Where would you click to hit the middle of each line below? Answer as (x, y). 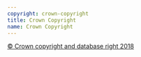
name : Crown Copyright (40, 26)
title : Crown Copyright (42, 20)
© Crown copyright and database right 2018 (71, 47)
